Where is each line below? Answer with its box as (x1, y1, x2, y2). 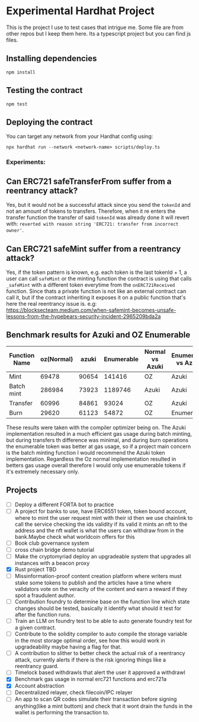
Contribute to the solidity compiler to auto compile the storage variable (14, 630, 188, 638)
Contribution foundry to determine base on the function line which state (14, 598, 190, 605)
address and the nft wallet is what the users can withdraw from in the (14, 526, 184, 534)
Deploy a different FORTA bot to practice (14, 501, 114, 508)
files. (6, 36, 18, 43)
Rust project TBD (14, 566, 57, 573)
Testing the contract (6, 85, 83, 95)
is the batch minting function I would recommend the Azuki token (6, 449, 165, 456)
